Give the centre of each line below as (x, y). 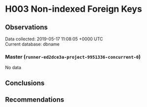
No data (13, 68)
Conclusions (25, 83)
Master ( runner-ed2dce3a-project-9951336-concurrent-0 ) (73, 56)
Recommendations (35, 100)
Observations (27, 27)
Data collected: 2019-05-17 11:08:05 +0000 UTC (54, 39)
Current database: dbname (32, 44)
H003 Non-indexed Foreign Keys (74, 9)
